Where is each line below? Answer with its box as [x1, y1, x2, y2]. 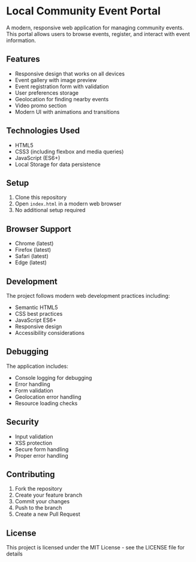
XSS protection [14, 439, 53, 446]
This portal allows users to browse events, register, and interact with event [6, 30, 190, 37]
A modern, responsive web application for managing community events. [6, 24, 184, 31]
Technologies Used [6, 126, 80, 136]
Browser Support [6, 223, 72, 234]
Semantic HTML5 [14, 304, 58, 311]
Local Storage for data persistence [14, 161, 101, 168]
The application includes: [6, 362, 69, 370]
